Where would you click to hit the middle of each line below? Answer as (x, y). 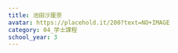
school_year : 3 (33, 37)
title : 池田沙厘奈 (35, 15)
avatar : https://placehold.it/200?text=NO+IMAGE (89, 23)
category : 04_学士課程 (43, 30)
